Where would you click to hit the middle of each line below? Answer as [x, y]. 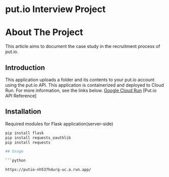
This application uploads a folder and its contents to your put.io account [80, 80]
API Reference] [21, 96]
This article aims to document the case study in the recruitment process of [83, 46]
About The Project [44, 33]
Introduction [25, 67]
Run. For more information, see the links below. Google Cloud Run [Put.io [81, 90]
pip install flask [24, 133]
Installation [23, 112]
